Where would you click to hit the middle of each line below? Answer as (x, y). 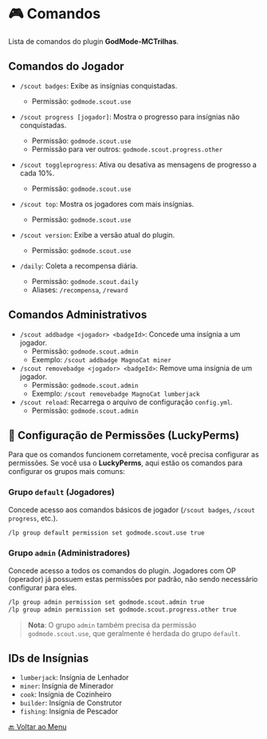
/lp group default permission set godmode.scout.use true (106, 533)
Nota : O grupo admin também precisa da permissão (112, 625)
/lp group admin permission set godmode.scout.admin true (106, 602)
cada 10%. (37, 173)
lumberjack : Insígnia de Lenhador (74, 678)
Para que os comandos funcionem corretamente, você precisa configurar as (133, 455)
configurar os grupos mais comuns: (67, 472)
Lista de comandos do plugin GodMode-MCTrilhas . (94, 41)
